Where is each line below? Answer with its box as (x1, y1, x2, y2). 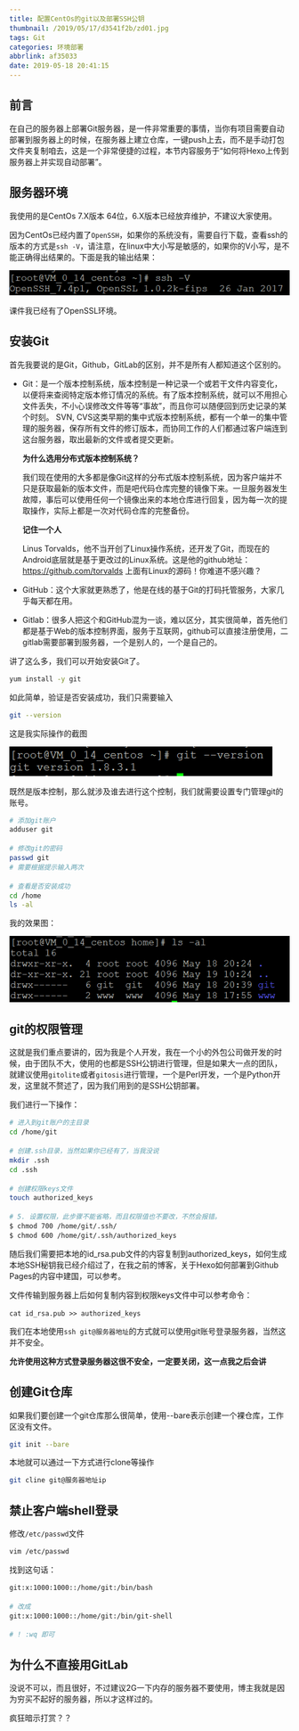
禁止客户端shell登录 (9, 1503, 118, 1518)
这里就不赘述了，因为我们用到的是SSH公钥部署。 (24, 1080, 205, 1091)
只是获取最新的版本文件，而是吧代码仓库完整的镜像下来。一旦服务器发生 (21, 482, 287, 494)
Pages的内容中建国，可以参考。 (9, 1270, 126, 1281)
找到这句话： (9, 1564, 56, 1575)
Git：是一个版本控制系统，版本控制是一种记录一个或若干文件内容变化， (21, 378, 283, 389)
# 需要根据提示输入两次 (9, 863, 85, 872)
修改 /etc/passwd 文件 (9, 1529, 85, 1539)
